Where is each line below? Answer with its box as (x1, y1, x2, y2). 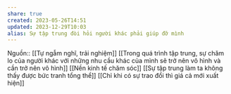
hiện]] (7, 79, 25, 88)
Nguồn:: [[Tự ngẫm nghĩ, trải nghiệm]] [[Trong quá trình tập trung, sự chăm (7, 49, 225, 58)
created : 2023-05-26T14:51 (7, 17, 87, 24)
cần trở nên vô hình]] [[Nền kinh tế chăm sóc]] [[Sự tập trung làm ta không (7, 64, 223, 72)
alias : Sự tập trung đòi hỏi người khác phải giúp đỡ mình (7, 29, 185, 37)
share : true (7, 10, 42, 18)
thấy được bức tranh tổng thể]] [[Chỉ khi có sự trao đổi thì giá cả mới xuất (7, 72, 219, 80)
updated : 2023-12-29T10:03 (7, 23, 87, 30)
